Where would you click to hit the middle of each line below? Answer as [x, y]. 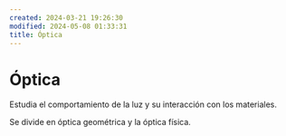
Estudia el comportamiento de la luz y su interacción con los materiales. [143, 104]
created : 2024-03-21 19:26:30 [67, 18]
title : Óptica [36, 34]
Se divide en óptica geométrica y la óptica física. [100, 122]
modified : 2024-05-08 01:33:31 [68, 26]
